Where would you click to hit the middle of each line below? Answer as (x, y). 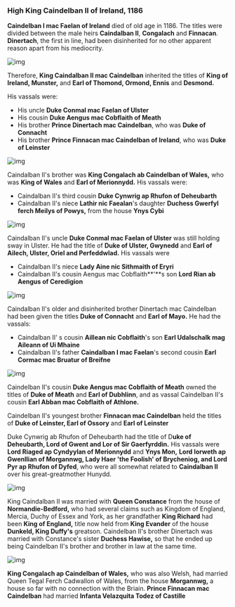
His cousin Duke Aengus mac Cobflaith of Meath (89, 117)
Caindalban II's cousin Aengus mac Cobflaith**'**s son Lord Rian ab (116, 274)
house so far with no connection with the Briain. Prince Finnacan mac (108, 589)
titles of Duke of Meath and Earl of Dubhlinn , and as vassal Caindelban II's (115, 395)
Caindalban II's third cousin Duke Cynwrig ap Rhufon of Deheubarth (117, 196)
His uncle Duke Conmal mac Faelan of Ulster (83, 110)
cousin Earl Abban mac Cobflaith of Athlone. (73, 402)
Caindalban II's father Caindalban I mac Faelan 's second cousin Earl (117, 352)
